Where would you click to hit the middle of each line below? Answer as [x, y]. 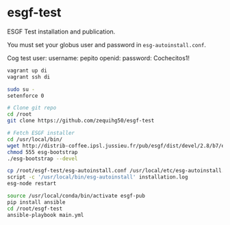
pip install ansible [37, 202]
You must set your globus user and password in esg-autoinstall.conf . [107, 44]
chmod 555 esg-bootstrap [42, 152]
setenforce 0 [26, 96]
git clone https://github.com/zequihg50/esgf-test [81, 121]
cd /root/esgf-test [35, 209]
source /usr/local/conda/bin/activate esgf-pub [76, 196]
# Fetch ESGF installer [41, 133]
